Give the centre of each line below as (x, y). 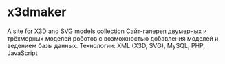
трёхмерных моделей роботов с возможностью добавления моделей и (113, 38)
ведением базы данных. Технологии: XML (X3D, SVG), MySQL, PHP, (106, 45)
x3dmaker (37, 12)
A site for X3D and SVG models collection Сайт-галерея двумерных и (107, 31)
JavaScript (22, 53)
